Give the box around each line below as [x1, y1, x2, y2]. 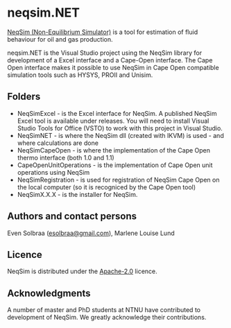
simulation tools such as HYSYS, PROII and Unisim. [7, 71, 153, 79]
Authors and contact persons [7, 210, 137, 223]
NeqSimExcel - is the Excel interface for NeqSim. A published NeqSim [17, 109, 217, 117]
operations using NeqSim [17, 168, 90, 176]
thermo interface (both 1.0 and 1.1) [17, 153, 114, 162]
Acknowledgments [7, 287, 92, 299]
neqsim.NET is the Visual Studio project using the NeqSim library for [7, 49, 203, 57]
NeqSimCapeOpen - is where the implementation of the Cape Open [17, 146, 210, 154]
